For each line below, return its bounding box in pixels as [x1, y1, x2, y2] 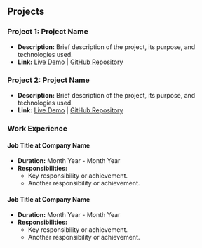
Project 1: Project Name [7, 27, 89, 37]
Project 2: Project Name [7, 75, 90, 85]
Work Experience [7, 123, 68, 133]
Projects [7, 6, 45, 18]
